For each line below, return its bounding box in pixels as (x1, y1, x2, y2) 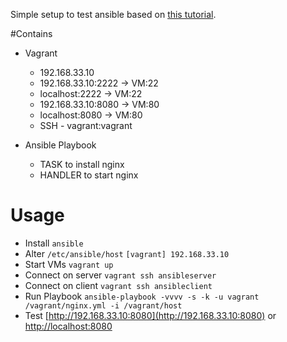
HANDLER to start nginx (39, 169, 139, 181)
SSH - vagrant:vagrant (39, 120, 133, 131)
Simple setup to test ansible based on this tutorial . (10, 9, 217, 20)
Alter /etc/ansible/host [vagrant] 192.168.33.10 (24, 247, 230, 259)
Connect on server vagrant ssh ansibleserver (24, 269, 217, 281)
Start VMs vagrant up (24, 258, 114, 270)
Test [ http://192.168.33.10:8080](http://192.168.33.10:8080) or (24, 309, 277, 321)
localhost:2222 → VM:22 (39, 88, 143, 99)
